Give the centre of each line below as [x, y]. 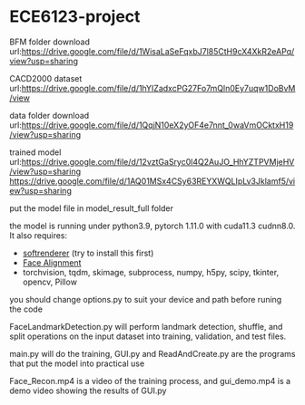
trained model [35, 152]
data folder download [49, 115]
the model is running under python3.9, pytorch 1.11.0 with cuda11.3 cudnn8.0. [152, 226]
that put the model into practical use [77, 363]
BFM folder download [50, 42]
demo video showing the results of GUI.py [88, 391]
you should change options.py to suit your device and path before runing [146, 299]
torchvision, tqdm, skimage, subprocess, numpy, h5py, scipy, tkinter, [151, 272]
